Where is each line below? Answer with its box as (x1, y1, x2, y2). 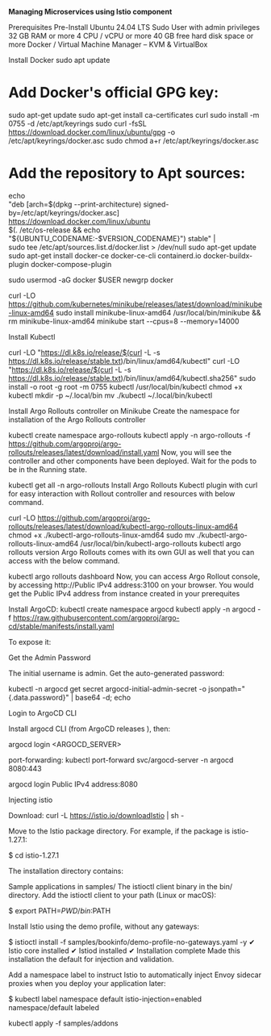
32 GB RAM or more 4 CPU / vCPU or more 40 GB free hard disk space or (8, 31, 254, 40)
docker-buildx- (202, 250, 253, 261)
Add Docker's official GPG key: (8, 84, 219, 102)
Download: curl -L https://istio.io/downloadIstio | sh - (8, 810, 185, 820)
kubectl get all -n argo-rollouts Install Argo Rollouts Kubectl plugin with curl (8, 480, 258, 490)
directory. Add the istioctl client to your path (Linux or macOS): (8, 890, 216, 900)
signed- (143, 199, 169, 209)
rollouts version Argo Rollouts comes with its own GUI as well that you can (8, 547, 255, 557)
